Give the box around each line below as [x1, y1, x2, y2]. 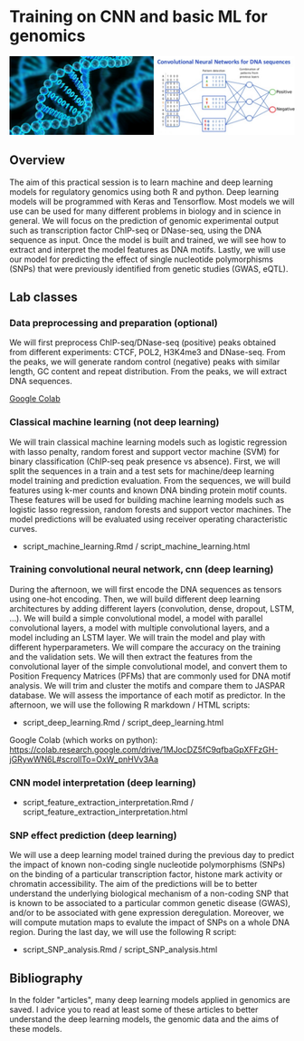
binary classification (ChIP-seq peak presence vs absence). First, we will [9, 456, 280, 467]
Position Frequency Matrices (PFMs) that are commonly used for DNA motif [9, 670, 291, 681]
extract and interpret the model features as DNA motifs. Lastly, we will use [9, 244, 287, 255]
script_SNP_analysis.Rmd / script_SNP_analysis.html [22, 944, 218, 955]
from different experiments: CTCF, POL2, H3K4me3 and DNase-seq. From [9, 347, 286, 358]
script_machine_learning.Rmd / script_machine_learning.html [22, 541, 251, 552]
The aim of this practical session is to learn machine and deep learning [9, 177, 273, 188]
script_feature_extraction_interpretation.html [22, 806, 188, 817]
